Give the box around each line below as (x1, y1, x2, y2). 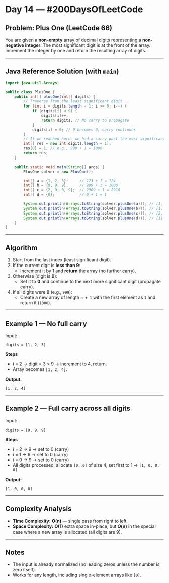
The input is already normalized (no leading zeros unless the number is (12, 561, 160, 567)
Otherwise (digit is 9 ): (12, 273, 58, 279)
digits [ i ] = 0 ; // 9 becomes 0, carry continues (32, 127, 136, 132)
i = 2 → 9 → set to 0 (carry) (12, 446, 69, 452)
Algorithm (5, 243, 38, 252)
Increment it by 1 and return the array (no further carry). (20, 268, 137, 274)
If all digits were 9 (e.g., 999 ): (12, 289, 72, 295)
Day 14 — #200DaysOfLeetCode (5, 4, 143, 15)
